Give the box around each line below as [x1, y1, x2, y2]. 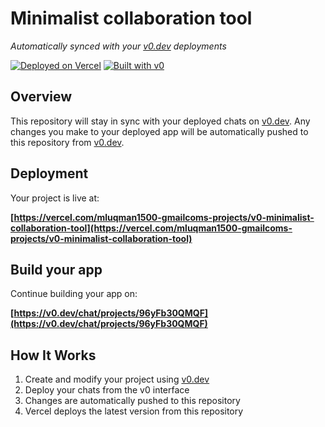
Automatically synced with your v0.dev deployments [10, 40, 227, 52]
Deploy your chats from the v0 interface [24, 384, 190, 396]
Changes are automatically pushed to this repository [24, 395, 241, 407]
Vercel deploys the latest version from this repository [24, 405, 244, 417]
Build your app [10, 261, 103, 278]
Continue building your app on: [10, 288, 138, 300]
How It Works [10, 347, 97, 364]
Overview [10, 88, 73, 106]
